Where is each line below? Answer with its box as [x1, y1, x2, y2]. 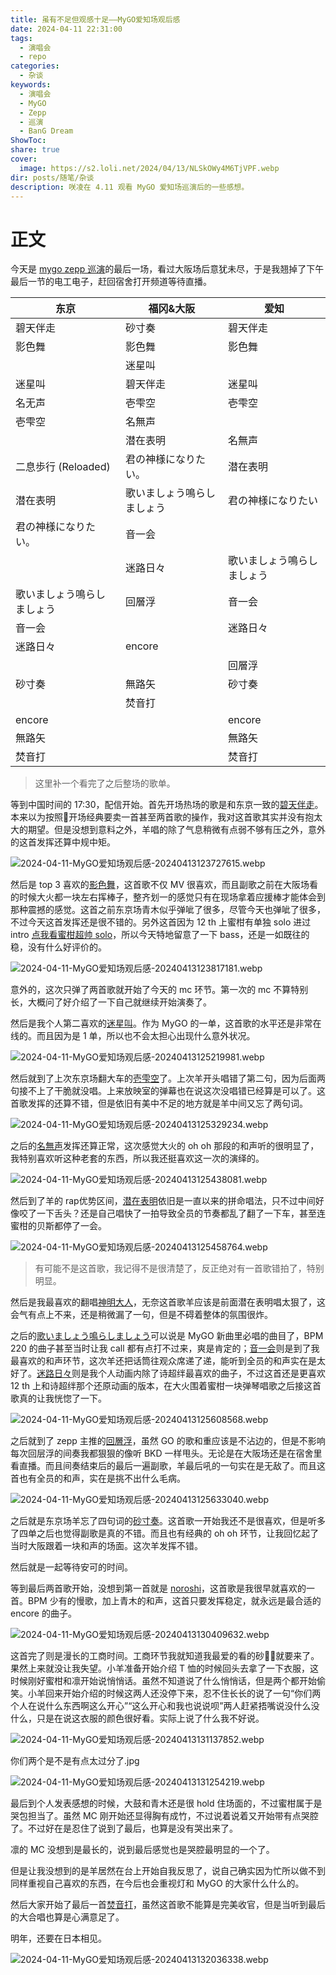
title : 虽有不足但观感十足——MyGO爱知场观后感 [10, 14, 181, 25]
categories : [10, 61, 60, 71]
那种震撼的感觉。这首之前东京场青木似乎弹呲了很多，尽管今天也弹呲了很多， [10, 904, 326, 916]
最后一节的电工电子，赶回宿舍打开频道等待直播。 [10, 276, 212, 288]
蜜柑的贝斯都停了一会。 [10, 1220, 107, 1232]
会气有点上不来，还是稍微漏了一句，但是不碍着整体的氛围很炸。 [10, 1309, 273, 1321]
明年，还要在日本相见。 [10, 1932, 107, 1945]
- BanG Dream [19, 126, 74, 136]
